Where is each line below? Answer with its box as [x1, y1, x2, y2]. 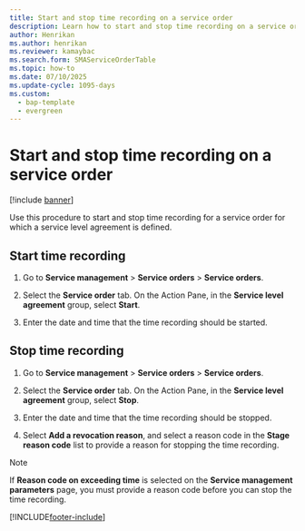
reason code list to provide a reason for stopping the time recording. [22, 439, 280, 450]
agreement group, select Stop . [22, 394, 139, 405]
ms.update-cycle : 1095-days [9, 81, 116, 90]
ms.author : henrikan [9, 38, 88, 48]
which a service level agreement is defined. [9, 221, 172, 232]
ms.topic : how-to [9, 64, 75, 74]
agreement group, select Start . [22, 300, 141, 310]
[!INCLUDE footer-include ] [9, 511, 106, 522]
